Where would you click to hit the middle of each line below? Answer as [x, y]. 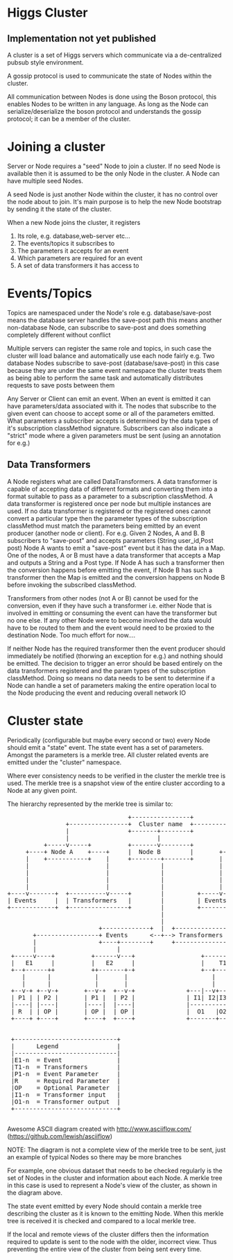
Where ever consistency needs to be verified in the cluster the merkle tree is [116, 775]
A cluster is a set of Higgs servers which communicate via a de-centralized [114, 55]
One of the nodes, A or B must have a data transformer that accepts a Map [114, 555]
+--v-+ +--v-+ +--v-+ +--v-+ [73, 990]
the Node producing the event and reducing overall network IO [97, 693]
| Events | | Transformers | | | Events [117, 900]
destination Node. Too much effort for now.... [71, 635]
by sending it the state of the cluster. [60, 209]
